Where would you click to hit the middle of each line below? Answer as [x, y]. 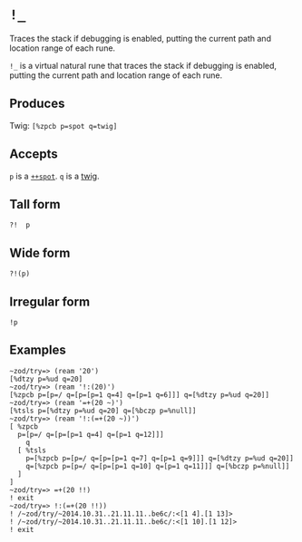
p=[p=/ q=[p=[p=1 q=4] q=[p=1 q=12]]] [91, 434]
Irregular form [50, 301]
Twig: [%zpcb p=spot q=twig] [63, 125]
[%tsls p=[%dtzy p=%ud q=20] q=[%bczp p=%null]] [103, 411]
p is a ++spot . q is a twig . [54, 176]
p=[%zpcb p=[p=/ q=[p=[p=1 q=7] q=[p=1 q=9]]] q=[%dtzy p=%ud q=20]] [160, 458]
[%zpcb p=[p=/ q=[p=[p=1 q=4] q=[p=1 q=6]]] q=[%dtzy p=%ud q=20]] [140, 395]
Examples [38, 350]
